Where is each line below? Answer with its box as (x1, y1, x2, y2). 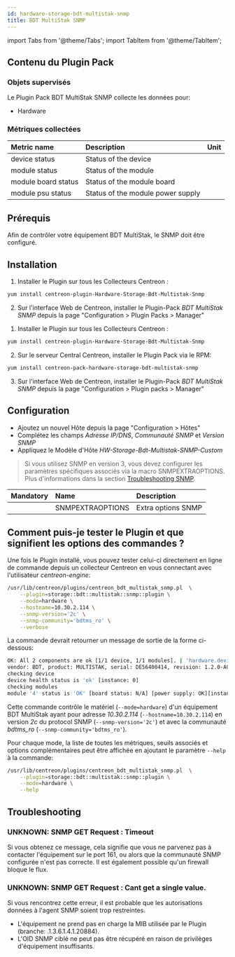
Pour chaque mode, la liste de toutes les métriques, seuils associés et (7, 738, 208, 747)
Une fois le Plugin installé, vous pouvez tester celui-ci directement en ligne (7, 556, 222, 564)
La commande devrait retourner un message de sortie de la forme (7, 636, 197, 645)
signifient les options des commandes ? (7, 537, 185, 549)
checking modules (7, 683, 58, 691)
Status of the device (85, 154, 152, 164)
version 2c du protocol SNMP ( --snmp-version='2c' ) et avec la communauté (7, 717, 227, 726)
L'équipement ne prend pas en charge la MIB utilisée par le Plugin (17, 920, 207, 928)
